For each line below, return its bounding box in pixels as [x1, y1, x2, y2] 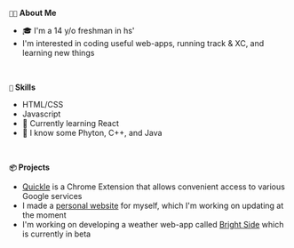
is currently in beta [21, 228, 91, 239]
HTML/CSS [21, 100, 64, 109]
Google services [21, 191, 83, 201]
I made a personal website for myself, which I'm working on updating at [21, 200, 284, 211]
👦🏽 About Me [9, 8, 57, 18]
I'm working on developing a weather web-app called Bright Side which [21, 220, 284, 229]
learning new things [21, 48, 95, 58]
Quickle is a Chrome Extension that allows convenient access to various [21, 181, 286, 192]
